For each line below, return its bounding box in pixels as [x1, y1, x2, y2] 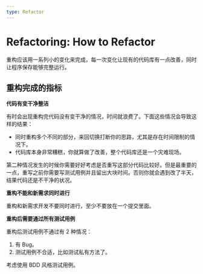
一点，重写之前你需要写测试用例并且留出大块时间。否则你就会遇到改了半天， [6, 169, 197, 176]
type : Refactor [6, 8, 45, 15]
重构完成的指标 [6, 82, 62, 93]
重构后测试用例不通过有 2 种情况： [6, 228, 92, 235]
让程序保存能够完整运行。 [6, 63, 70, 70]
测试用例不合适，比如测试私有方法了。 [14, 249, 111, 256]
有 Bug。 [14, 241, 37, 249]
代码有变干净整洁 [6, 100, 49, 107]
